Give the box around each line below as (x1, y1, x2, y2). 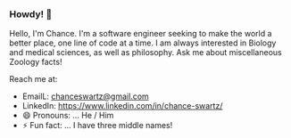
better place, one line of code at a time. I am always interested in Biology (9, 37, 277, 48)
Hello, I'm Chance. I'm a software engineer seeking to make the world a (9, 28, 272, 39)
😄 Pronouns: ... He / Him (21, 110, 114, 121)
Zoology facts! (9, 57, 62, 68)
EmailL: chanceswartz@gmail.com (21, 91, 149, 101)
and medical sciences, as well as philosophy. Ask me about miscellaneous (9, 47, 283, 58)
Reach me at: (9, 74, 58, 85)
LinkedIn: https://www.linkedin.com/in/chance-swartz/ (21, 101, 223, 111)
